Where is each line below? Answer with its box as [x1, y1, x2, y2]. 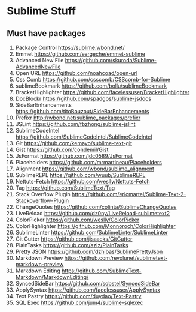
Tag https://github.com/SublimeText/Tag [15, 184, 115, 191]
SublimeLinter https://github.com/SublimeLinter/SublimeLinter [15, 229, 168, 236]
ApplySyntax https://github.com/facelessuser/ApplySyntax [15, 286, 161, 293]
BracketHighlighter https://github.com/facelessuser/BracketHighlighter [15, 89, 190, 95]
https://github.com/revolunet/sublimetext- [64, 254, 168, 262]
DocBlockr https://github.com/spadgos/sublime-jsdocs [15, 95, 152, 102]
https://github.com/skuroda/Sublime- [65, 57, 157, 64]
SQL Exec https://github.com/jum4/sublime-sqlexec [15, 299, 143, 306]
